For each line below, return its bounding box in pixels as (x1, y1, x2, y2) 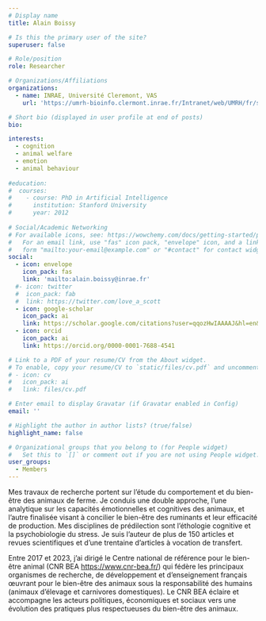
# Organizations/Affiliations (8, 77, 108, 85)
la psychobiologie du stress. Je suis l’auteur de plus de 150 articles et (8, 530, 234, 538)
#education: (8, 179, 47, 187)
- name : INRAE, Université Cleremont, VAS (15, 91, 158, 99)
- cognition (15, 142, 55, 151)
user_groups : (8, 458, 51, 466)
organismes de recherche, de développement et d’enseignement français (8, 570, 248, 580)
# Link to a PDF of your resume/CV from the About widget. (8, 356, 207, 364)
